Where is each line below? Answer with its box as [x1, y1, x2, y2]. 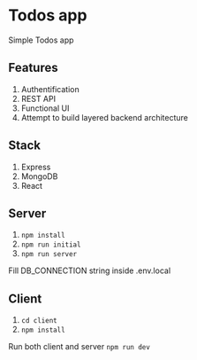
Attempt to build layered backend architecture [20, 112, 189, 122]
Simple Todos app [8, 35, 74, 45]
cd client [20, 317, 58, 325]
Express [20, 161, 51, 172]
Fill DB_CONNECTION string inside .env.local [8, 265, 171, 276]
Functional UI [20, 103, 70, 113]
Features [8, 60, 58, 75]
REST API [20, 93, 57, 104]
